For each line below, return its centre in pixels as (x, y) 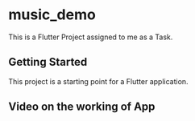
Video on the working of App (82, 107)
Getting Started (48, 62)
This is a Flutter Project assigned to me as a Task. (91, 37)
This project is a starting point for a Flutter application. (98, 81)
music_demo (52, 15)
